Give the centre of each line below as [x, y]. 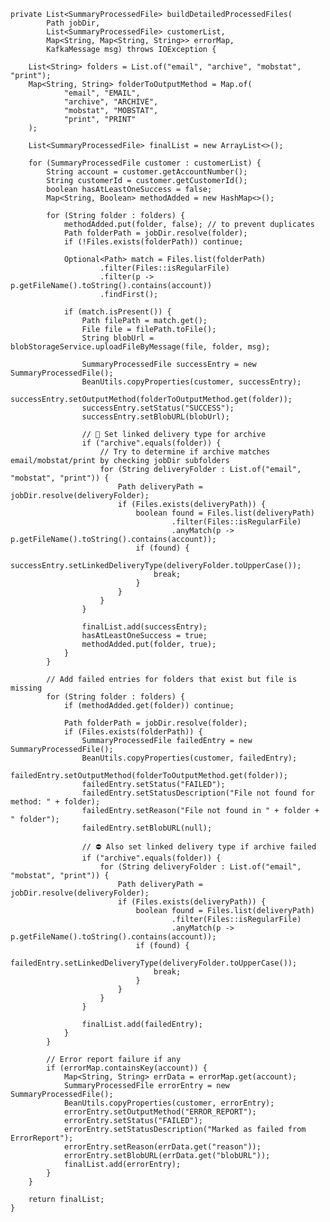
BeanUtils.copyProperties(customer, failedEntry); [189, 758]
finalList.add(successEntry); [144, 627]
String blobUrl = [118, 338]
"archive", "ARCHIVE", [111, 102]
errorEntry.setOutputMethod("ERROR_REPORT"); [160, 1112]
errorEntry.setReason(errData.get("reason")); [162, 1147]
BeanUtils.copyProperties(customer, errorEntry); [169, 1103]
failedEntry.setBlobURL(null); [147, 828]
